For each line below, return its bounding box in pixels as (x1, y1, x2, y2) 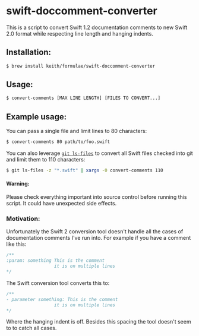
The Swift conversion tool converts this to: (6, 279, 110, 286)
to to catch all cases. (6, 325, 57, 332)
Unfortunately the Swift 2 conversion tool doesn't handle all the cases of (6, 228, 184, 235)
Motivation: (6, 215, 40, 223)
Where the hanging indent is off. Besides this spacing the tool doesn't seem (6, 318, 191, 325)
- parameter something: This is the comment (6, 296, 118, 302)
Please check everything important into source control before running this (6, 194, 187, 201)
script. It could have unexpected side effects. (6, 200, 117, 207)
